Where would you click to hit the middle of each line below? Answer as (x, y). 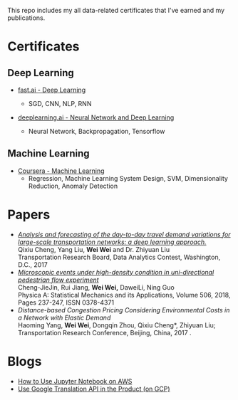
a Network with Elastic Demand (64, 317)
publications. (26, 18)
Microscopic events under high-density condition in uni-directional (116, 272)
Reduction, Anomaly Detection (73, 186)
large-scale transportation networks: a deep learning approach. (112, 242)
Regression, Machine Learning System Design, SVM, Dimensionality (128, 178)
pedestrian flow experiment (58, 280)
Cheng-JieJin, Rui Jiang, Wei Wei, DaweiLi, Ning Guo (96, 287)
